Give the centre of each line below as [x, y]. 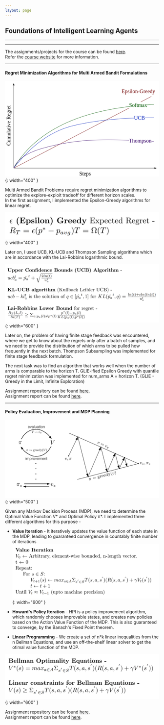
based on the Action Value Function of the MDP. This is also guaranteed [84, 622]
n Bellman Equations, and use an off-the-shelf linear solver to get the [82, 642]
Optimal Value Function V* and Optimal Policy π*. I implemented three [75, 517]
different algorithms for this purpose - [43, 522]
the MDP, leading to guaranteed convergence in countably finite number [85, 536]
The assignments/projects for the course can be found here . [66, 52]
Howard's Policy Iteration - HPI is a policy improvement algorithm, [79, 612]
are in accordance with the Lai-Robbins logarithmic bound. [64, 257]
